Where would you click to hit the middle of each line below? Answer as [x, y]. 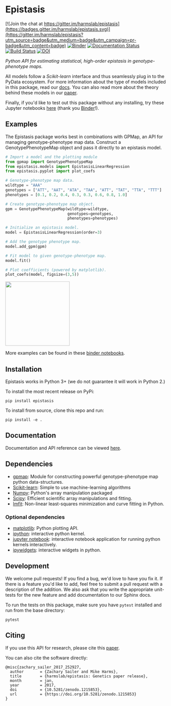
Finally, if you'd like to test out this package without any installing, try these [85, 102]
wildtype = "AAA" [24, 185]
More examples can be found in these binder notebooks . [65, 353]
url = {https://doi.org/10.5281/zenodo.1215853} [73, 694]
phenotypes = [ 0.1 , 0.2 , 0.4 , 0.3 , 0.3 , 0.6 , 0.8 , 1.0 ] [66, 195]
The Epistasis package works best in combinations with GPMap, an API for [84, 137]
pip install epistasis [30, 401]
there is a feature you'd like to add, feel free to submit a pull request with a [84, 584]
